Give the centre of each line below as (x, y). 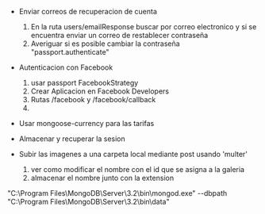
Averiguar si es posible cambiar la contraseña (105, 44)
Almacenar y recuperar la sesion (72, 139)
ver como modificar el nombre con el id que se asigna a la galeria (138, 169)
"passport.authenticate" (70, 52)
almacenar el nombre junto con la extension (102, 178)
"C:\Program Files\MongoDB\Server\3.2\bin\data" (88, 202)
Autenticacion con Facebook (66, 67)
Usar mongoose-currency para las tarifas (86, 123)
